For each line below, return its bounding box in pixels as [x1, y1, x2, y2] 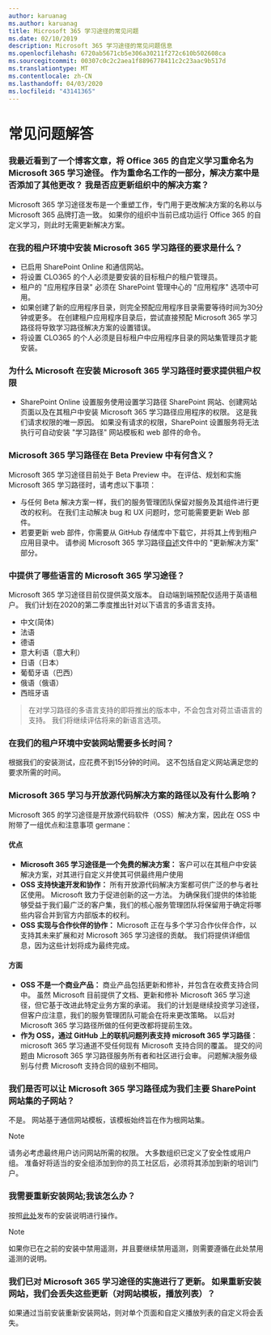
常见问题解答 [8, 125, 95, 142]
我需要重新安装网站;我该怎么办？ [8, 1191, 136, 1202]
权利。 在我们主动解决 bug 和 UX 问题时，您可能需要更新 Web [34, 507, 241, 517]
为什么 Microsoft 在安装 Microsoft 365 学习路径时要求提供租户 [8, 365, 253, 376]
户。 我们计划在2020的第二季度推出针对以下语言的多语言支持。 [8, 600, 220, 610]
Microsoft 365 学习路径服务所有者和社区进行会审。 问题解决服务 [36, 1051, 251, 1061]
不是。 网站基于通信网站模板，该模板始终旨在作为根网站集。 [8, 1115, 209, 1125]
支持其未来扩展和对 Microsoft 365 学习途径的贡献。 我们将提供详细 [19, 930, 243, 940]
